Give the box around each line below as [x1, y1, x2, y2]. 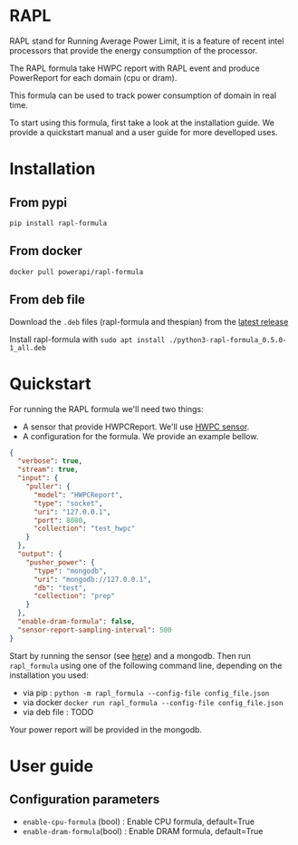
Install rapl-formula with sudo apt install [9, 333, 166, 345]
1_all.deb [9, 343, 47, 352]
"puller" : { [25, 482, 71, 491]
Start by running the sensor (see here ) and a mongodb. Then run [9, 650, 251, 661]
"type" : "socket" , [33, 498, 103, 508]
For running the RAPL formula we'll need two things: [9, 403, 204, 414]
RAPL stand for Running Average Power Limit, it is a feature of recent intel [9, 35, 284, 46]
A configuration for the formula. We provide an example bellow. [22, 430, 259, 441]
